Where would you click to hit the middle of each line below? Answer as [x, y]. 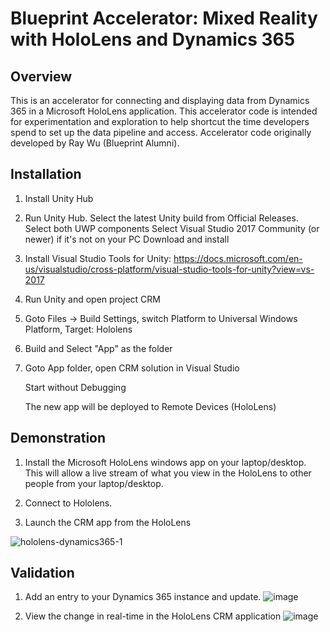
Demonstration [58, 438]
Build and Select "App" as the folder [98, 348]
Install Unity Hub [59, 198]
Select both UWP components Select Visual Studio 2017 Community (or [172, 228]
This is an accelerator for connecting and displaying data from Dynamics [160, 100]
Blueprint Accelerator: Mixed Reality [164, 18]
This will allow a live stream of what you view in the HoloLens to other [168, 473]
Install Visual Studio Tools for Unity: [98, 258]
